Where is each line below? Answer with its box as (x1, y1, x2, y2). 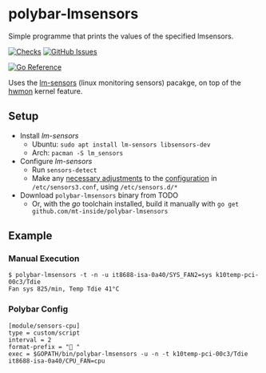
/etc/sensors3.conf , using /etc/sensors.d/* (31, 182, 178, 191)
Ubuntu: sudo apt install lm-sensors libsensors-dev (31, 139, 211, 149)
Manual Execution (8, 253, 80, 264)
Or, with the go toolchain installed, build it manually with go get (31, 199, 240, 208)
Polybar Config (8, 303, 69, 315)
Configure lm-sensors (19, 156, 93, 166)
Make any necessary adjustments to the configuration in (31, 173, 217, 182)
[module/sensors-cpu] (8, 322, 81, 330)
